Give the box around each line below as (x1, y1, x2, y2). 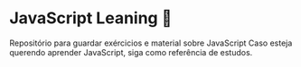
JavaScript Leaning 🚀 (9, 8, 173, 29)
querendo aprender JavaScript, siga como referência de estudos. (9, 46, 253, 57)
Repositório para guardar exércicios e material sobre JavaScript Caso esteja (9, 38, 293, 48)
